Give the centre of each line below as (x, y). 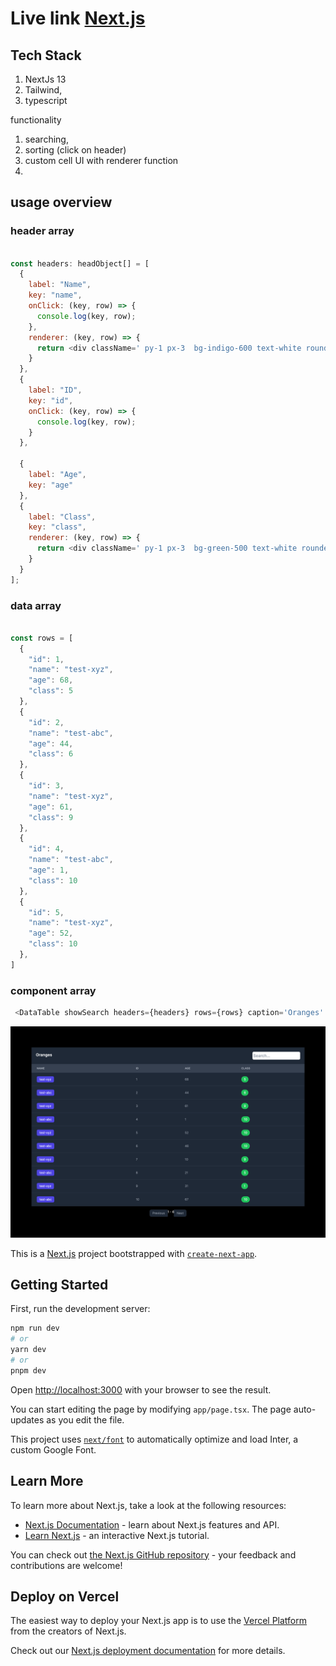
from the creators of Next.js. (68, 1631)
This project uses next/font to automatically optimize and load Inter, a (154, 1439)
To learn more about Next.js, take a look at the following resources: (148, 1505)
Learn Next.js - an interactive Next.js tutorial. (117, 1535)
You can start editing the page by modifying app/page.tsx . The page (151, 1409)
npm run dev (35, 1328)
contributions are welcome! (66, 1565)
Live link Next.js (78, 18)
